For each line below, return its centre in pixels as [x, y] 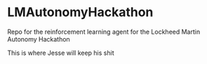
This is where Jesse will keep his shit [61, 53]
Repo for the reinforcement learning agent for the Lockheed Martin [104, 32]
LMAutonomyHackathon [80, 12]
